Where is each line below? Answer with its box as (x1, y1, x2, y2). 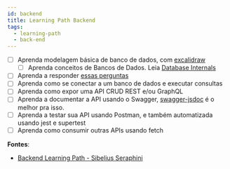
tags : (7, 23, 23, 30)
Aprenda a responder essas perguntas (17, 72, 129, 80)
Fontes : (7, 140, 30, 148)
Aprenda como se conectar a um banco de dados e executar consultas (17, 79, 223, 88)
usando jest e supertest (17, 119, 86, 127)
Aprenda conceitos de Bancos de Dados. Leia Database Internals (27, 64, 216, 72)
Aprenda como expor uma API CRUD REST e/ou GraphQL (17, 87, 184, 95)
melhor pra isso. (17, 103, 65, 111)
